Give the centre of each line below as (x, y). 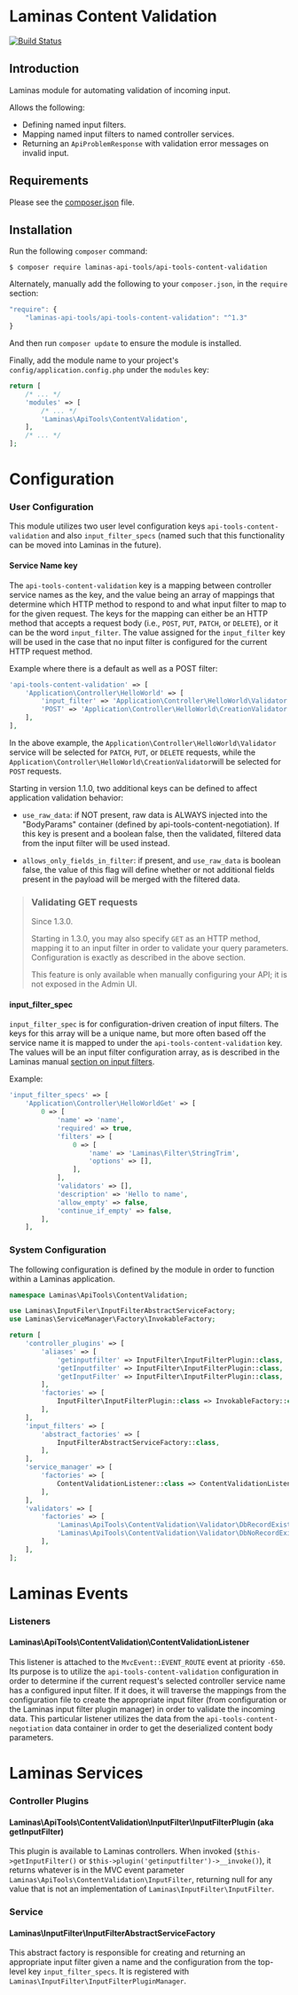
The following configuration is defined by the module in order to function (142, 1269)
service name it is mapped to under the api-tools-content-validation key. (146, 1043)
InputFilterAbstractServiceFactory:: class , (138, 1442)
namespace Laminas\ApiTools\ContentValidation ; (99, 1295)
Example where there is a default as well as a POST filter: (114, 668)
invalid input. (45, 153)
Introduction (44, 69)
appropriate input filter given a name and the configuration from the (133, 1962)
